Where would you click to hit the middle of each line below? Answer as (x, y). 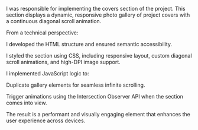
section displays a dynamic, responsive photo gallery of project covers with (98, 15)
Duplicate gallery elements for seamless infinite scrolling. (76, 85)
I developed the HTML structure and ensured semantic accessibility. (89, 44)
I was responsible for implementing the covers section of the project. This (96, 9)
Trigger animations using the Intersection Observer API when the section (95, 96)
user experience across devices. (46, 121)
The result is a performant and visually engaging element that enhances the (98, 114)
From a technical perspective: (42, 33)
